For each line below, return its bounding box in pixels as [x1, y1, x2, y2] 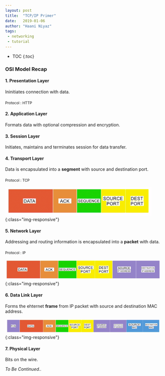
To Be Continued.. [5, 366, 42, 372]
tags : [5, 29, 16, 34]
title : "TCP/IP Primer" [5, 13, 56, 18]
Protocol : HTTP [5, 100, 32, 106]
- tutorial [7, 39, 30, 44]
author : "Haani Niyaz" [5, 24, 52, 29]
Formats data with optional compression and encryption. [5, 122, 120, 128]
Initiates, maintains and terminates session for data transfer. [5, 144, 127, 150]
